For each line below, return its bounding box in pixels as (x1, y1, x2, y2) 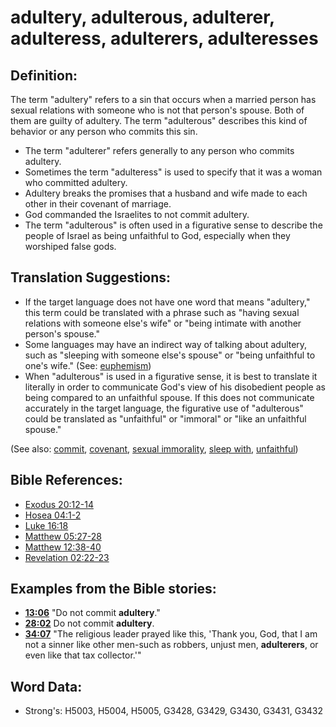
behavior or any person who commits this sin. (10, 126, 198, 137)
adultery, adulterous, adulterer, (10, 6, 275, 29)
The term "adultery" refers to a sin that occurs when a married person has (10, 94, 317, 105)
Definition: (10, 67, 78, 84)
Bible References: (10, 472, 123, 489)
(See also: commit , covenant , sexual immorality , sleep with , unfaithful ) (10, 442, 299, 455)
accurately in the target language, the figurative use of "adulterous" (24, 402, 304, 414)
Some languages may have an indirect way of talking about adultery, (24, 338, 308, 350)
